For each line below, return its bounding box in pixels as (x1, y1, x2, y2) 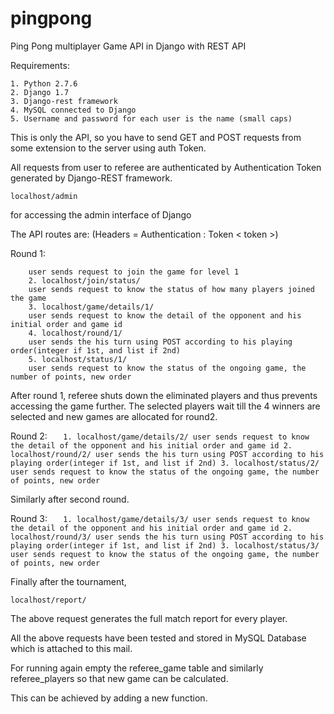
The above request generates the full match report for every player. (10, 612, 288, 624)
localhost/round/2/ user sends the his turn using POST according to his (10, 449, 325, 459)
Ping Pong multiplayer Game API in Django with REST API (10, 40, 247, 52)
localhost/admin (10, 191, 78, 201)
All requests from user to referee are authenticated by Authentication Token (10, 161, 322, 173)
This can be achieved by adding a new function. (10, 692, 208, 704)
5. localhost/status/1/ (28, 354, 128, 364)
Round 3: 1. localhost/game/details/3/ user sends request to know (10, 512, 310, 524)
